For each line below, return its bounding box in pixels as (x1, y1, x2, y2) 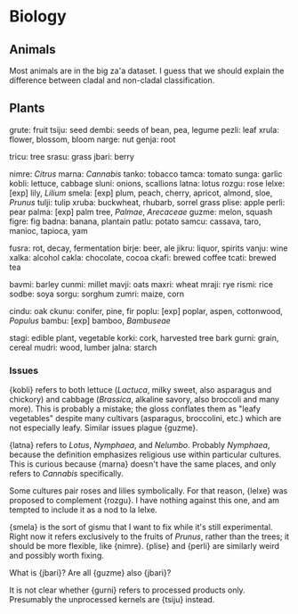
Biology (9, 6, 67, 27)
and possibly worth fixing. (9, 551, 104, 561)
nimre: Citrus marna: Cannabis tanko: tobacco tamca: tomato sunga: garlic (9, 168, 283, 179)
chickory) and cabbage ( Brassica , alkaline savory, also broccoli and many (9, 394, 280, 405)
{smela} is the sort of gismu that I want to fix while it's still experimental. (9, 522, 273, 533)
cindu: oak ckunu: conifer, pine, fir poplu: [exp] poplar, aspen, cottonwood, (9, 305, 283, 316)
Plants (9, 101, 45, 116)
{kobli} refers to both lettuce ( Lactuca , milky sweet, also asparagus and (9, 385, 272, 395)
